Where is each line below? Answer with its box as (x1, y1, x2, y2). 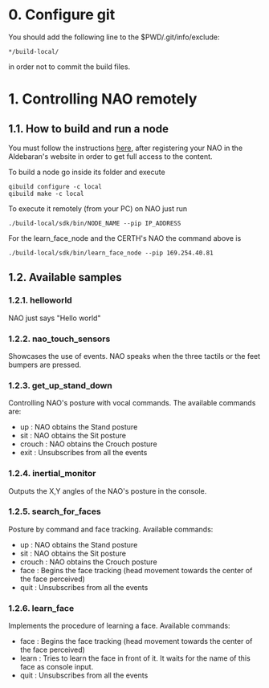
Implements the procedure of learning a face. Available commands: (8, 621, 230, 631)
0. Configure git (8, 6, 116, 24)
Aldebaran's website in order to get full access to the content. (8, 151, 213, 161)
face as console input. (19, 662, 94, 672)
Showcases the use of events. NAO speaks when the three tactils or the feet (8, 351, 261, 360)
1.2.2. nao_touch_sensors (8, 333, 111, 344)
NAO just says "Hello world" (8, 313, 101, 323)
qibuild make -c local (8, 189, 84, 197)
